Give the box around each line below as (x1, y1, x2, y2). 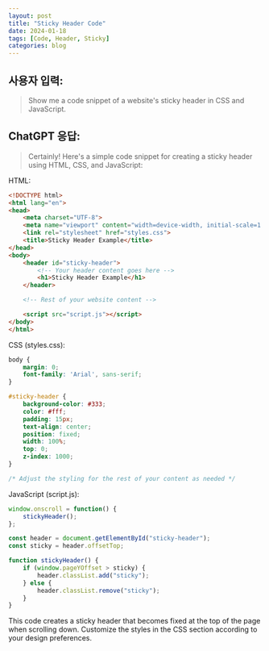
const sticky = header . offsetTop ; (8, 542, 125, 550)
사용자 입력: (8, 73, 64, 87)
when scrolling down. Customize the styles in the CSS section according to (8, 624, 258, 634)
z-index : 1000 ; (23, 453, 74, 461)
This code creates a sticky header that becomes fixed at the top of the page (8, 616, 261, 626)
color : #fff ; (23, 407, 67, 415)
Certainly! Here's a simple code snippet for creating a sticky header (27, 151, 253, 161)
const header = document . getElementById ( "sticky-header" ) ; (8, 534, 211, 543)
